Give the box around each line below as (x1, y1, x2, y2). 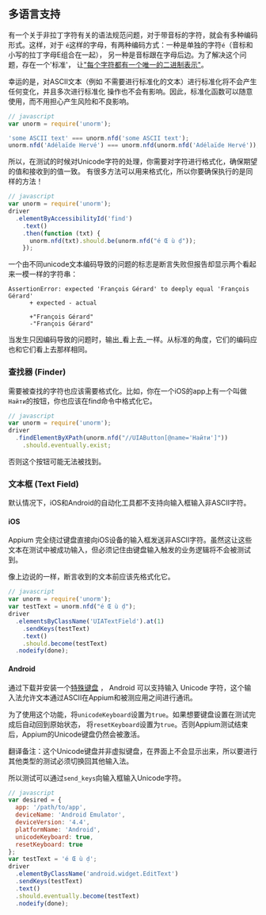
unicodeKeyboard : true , (15, 832, 93, 841)
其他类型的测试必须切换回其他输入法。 (8, 756, 133, 766)
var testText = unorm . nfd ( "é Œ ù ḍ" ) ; (8, 602, 136, 611)
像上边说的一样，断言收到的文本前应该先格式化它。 (8, 572, 175, 582)
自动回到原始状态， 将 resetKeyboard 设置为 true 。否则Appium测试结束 (21, 719, 249, 729)
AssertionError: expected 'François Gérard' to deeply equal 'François (8, 285, 249, 294)
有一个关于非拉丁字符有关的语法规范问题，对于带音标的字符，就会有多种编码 (8, 30, 258, 40)
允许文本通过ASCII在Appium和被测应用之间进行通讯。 (21, 693, 198, 702)
